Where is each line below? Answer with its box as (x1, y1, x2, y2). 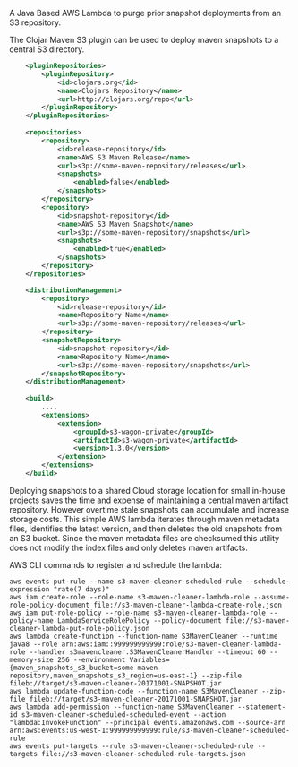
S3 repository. (9, 17, 62, 28)
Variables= (129, 655, 170, 664)
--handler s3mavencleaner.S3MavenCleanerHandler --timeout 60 (29, 647, 267, 657)
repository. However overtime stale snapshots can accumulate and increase (9, 504, 289, 514)
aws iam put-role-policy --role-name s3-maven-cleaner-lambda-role (9, 608, 267, 617)
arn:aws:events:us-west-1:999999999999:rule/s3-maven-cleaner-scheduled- (9, 726, 291, 735)
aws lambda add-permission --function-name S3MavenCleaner (9, 702, 234, 711)
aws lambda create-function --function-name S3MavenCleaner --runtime (9, 632, 278, 641)
